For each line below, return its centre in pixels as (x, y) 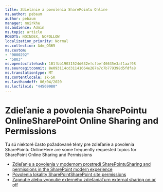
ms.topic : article (24, 32)
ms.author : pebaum (24, 14)
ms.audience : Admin (25, 28)
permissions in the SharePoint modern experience (62, 169)
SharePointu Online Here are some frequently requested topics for (71, 150)
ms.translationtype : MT (29, 73)
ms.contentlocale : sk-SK (30, 77)
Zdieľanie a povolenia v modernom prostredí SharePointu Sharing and (81, 164)
